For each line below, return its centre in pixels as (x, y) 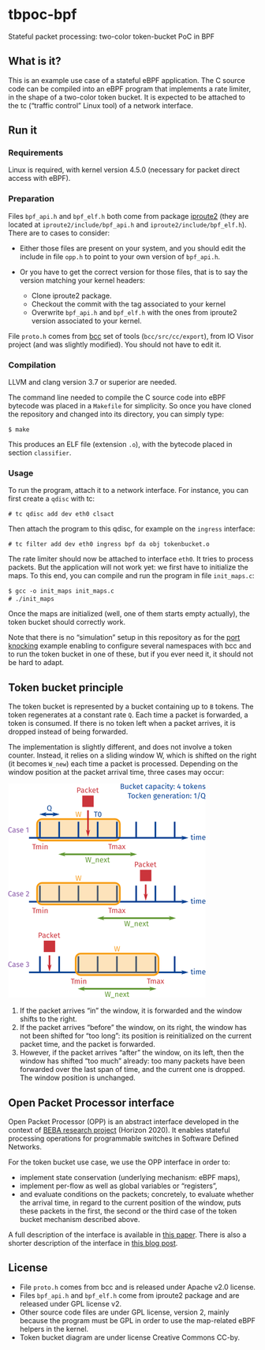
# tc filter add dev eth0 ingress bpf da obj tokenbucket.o (109, 544)
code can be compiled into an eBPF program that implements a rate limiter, (129, 88)
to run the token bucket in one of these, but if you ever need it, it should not (131, 654)
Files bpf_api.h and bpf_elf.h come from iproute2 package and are (129, 1295)
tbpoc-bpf (43, 15)
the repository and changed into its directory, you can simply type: (116, 414)
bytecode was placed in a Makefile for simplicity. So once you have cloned (130, 406)
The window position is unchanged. (77, 1078)
